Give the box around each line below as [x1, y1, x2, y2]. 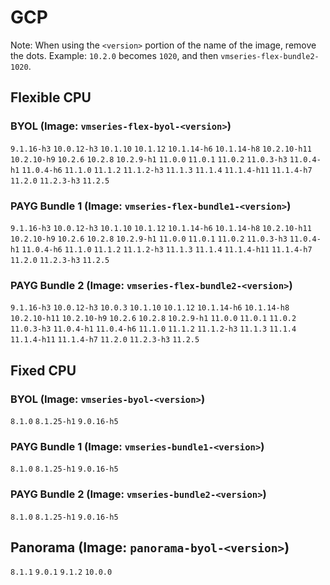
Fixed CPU [10, 362, 77, 379]
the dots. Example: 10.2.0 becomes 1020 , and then [10, 49, 219, 61]
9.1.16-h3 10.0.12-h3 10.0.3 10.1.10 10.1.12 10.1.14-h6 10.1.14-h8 [10, 303, 290, 313]
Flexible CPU [10, 89, 92, 106]
